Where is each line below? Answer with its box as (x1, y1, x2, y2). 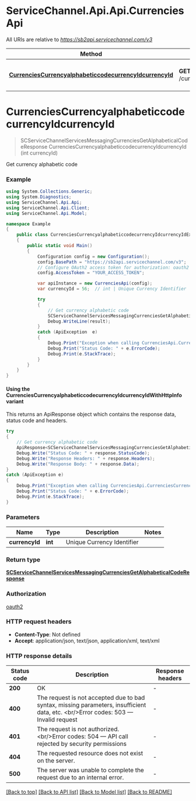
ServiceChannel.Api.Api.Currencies (6, 4, 185, 18)
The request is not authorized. (37, 725, 120, 733)
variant (6, 398, 24, 405)
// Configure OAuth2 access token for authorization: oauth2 (37, 265, 190, 271)
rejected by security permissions (37, 740, 127, 748)
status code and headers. (6, 417, 68, 424)
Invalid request (37, 716, 78, 724)
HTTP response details (6, 652, 72, 660)
